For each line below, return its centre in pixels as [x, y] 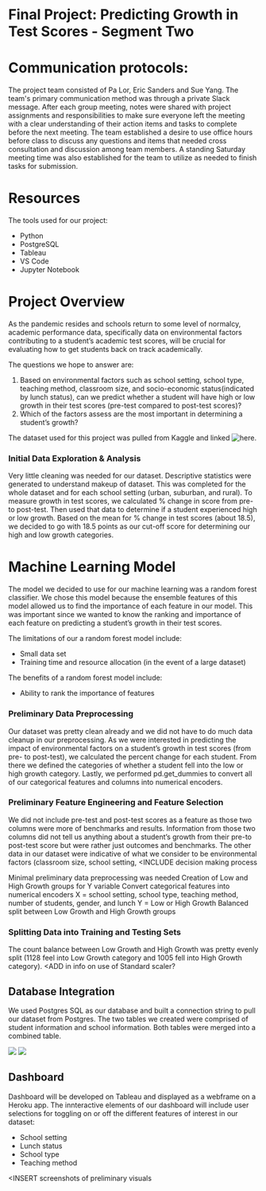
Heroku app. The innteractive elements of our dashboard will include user [129, 1105]
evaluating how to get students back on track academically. [106, 349]
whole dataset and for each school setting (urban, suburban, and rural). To [130, 493]
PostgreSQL [39, 244]
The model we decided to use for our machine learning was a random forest [133, 589]
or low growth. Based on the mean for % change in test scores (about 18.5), [132, 518]
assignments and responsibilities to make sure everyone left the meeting [127, 115]
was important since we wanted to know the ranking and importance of [125, 615]
